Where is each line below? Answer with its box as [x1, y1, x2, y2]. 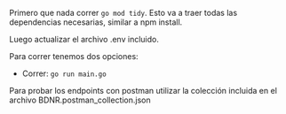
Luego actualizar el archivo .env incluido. [9, 34, 160, 44]
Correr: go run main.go [21, 68, 107, 79]
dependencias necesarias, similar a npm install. [9, 17, 183, 27]
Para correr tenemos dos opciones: [9, 51, 139, 61]
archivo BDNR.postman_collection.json [9, 95, 151, 105]
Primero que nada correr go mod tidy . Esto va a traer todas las [9, 8, 238, 18]
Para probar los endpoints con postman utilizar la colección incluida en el [9, 86, 278, 95]
